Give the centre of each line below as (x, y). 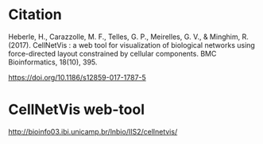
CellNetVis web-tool (77, 110)
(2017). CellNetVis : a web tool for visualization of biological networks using (132, 45)
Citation (35, 15)
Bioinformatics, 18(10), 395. (53, 62)
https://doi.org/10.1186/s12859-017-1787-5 (77, 77)
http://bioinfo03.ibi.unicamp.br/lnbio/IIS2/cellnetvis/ (93, 131)
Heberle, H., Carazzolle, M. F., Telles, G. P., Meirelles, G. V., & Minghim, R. (128, 37)
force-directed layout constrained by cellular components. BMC (112, 53)
